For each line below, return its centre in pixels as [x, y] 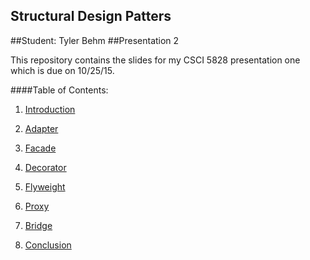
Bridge [38, 225]
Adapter [41, 128]
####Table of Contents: [59, 90]
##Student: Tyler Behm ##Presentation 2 [95, 40]
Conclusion [48, 245]
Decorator [45, 167]
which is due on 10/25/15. [62, 70]
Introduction [50, 109]
